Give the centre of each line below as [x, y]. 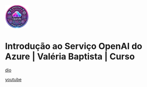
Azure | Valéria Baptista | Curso [70, 57]
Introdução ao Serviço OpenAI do [74, 46]
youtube [13, 79]
